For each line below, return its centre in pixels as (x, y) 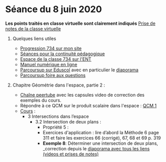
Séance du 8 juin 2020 (54, 9)
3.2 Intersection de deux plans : (68, 121)
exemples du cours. (41, 100)
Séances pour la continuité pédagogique (63, 54)
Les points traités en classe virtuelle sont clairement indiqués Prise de (80, 23)
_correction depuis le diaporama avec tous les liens (96, 148)
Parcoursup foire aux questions (53, 75)
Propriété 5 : (56, 127)
